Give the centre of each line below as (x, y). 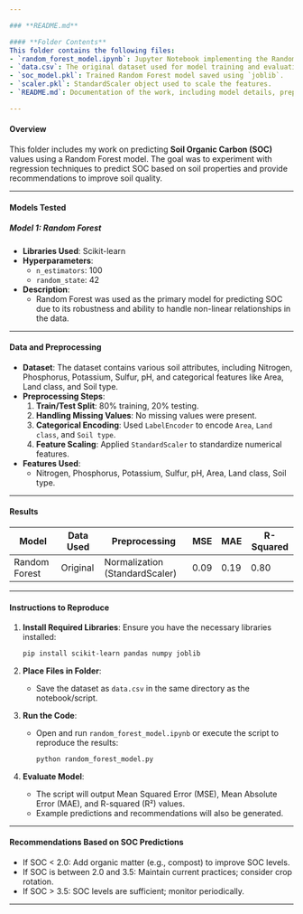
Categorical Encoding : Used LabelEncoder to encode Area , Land (154, 425)
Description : (46, 289)
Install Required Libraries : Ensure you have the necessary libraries (147, 627)
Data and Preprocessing (55, 347)
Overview (28, 129)
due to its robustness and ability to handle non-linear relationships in (163, 308)
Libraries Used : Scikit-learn (74, 250)
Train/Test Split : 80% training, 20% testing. (117, 405)
